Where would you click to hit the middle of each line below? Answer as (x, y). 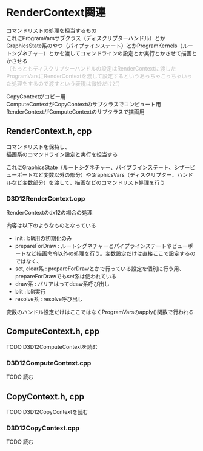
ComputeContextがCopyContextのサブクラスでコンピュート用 (84, 104)
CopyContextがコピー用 (36, 96)
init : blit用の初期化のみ (44, 238)
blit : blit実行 (30, 292)
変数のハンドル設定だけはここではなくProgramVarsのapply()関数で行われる (100, 312)
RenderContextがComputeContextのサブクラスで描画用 (75, 112)
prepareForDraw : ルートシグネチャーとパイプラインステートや (94, 246)
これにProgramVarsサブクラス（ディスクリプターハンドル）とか (86, 38)
